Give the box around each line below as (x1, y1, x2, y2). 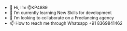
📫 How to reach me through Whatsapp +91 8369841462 (9, 20, 123, 26)
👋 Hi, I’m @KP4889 (9, 5, 48, 10)
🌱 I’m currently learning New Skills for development (9, 10, 112, 15)
